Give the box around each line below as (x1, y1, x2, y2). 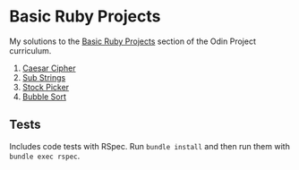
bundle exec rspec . (9, 150, 81, 161)
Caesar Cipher (21, 63, 76, 73)
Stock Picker (21, 81, 70, 92)
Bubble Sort (21, 91, 67, 102)
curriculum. (9, 45, 52, 55)
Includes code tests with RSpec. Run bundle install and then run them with (9, 140, 291, 151)
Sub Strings (21, 72, 66, 82)
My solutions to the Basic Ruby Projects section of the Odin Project (9, 36, 257, 47)
